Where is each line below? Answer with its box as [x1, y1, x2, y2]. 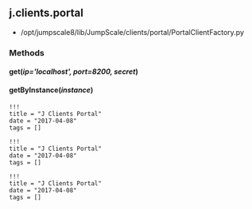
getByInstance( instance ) [9, 85, 94, 95]
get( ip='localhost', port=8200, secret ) [9, 67, 138, 76]
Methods [9, 47, 45, 58]
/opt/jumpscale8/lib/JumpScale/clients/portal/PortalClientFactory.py [20, 27, 245, 37]
